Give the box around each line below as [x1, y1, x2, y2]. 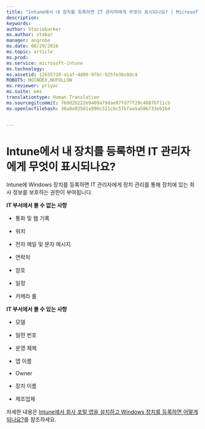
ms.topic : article [6, 49, 53, 55]
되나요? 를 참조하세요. [6, 416, 57, 424]
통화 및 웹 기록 [15, 215, 50, 222]
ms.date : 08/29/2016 [6, 43, 59, 50]
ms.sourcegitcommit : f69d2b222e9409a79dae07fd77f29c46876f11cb [6, 100, 171, 106]
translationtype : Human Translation [6, 94, 99, 100]
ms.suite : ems [6, 89, 43, 95]
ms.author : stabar [6, 32, 53, 38]
